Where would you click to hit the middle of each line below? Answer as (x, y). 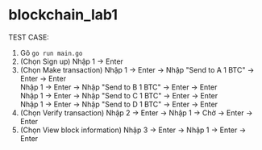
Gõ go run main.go (51, 52)
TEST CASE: (29, 37)
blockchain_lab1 (63, 15)
